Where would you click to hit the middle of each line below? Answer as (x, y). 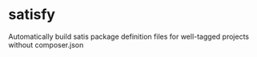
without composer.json (46, 44)
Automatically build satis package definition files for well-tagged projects (129, 36)
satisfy (32, 15)
